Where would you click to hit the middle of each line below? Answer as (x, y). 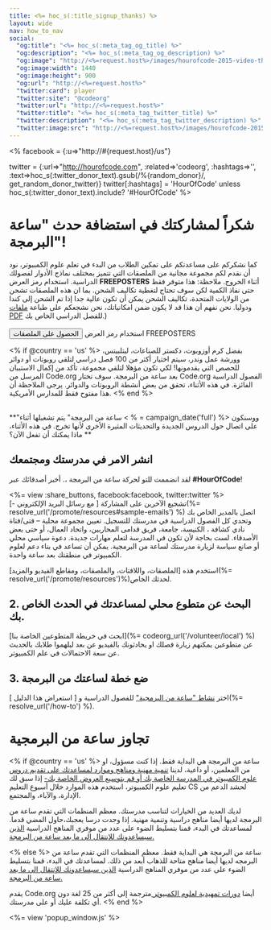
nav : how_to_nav (36, 31)
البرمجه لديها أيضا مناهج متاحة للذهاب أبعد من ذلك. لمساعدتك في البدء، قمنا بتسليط (133, 861)
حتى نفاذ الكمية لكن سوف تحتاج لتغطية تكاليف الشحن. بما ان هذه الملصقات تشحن (132, 290)
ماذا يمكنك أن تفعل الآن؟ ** (50, 434)
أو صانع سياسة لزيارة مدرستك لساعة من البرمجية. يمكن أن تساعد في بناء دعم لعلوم (134, 546)
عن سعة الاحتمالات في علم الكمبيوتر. (64, 653)
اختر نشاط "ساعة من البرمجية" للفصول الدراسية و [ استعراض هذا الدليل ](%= (126, 698)
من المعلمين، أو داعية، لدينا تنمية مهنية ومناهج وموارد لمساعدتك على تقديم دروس (129, 770)
